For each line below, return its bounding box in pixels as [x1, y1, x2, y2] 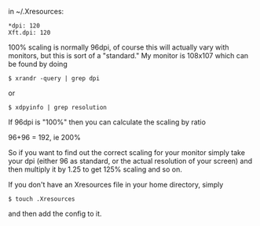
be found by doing [8, 59, 68, 69]
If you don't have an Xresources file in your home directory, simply [8, 180, 224, 189]
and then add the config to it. [8, 209, 102, 218]
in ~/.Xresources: [8, 7, 64, 16]
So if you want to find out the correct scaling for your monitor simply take [8, 148, 246, 157]
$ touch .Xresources [8, 195, 76, 203]
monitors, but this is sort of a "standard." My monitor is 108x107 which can [8, 51, 249, 60]
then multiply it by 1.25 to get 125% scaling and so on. [8, 165, 182, 174]
